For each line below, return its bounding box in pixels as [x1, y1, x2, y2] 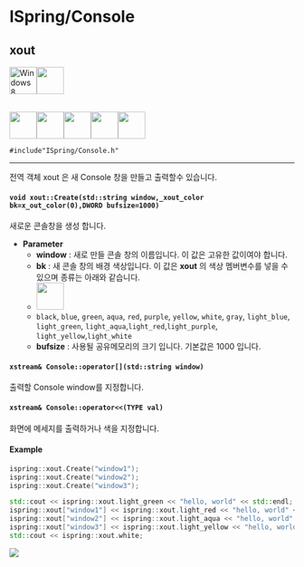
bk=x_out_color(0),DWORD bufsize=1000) [9, 201, 160, 210]
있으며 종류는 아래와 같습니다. [35, 272, 140, 283]
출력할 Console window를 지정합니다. [9, 382, 145, 393]
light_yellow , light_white [35, 331, 133, 341]
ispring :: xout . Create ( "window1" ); [9, 464, 140, 473]
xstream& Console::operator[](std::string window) [9, 362, 204, 371]
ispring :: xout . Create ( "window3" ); [9, 481, 140, 490]
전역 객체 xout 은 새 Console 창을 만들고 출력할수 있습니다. [9, 172, 218, 182]
